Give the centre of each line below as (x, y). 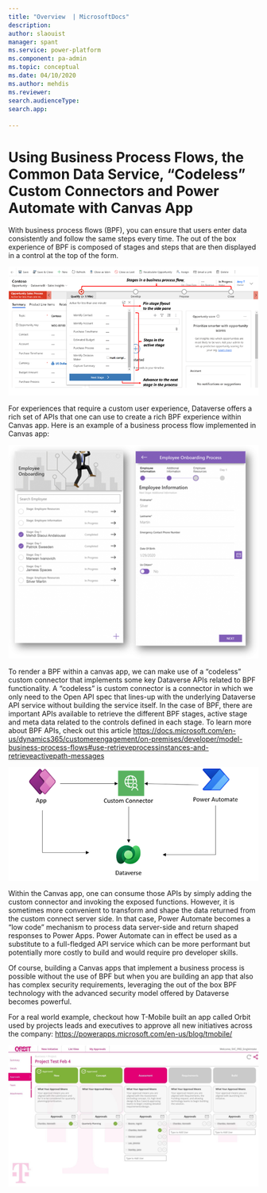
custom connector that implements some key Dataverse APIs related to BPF (132, 680)
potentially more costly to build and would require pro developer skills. (123, 952)
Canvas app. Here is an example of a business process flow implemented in (132, 425)
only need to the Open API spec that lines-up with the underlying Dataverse (132, 697)
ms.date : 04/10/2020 (43, 75)
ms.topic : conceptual (44, 68)
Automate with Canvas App (101, 208)
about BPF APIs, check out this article (70, 731)
